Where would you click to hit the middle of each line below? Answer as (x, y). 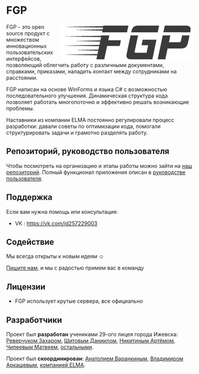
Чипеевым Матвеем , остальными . (50, 347)
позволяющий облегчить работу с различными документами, (85, 65)
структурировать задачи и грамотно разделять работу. (77, 133)
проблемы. (20, 108)
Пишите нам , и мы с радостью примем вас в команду (75, 268)
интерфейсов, (24, 59)
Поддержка (29, 197)
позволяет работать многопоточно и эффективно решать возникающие (98, 102)
